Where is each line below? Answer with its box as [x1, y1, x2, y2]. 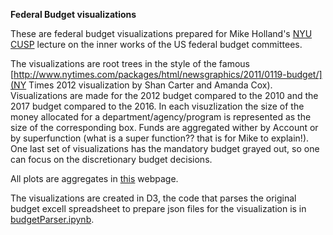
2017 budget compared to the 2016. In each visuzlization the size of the [10, 100, 305, 112]
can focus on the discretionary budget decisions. [10, 154, 213, 165]
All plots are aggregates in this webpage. [10, 173, 179, 184]
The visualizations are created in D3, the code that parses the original [10, 192, 297, 204]
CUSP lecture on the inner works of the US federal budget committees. [10, 39, 303, 50]
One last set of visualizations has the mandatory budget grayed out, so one [10, 143, 320, 154]
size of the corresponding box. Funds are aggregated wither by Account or [10, 122, 319, 133]
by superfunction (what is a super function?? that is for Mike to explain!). [10, 132, 310, 144]
